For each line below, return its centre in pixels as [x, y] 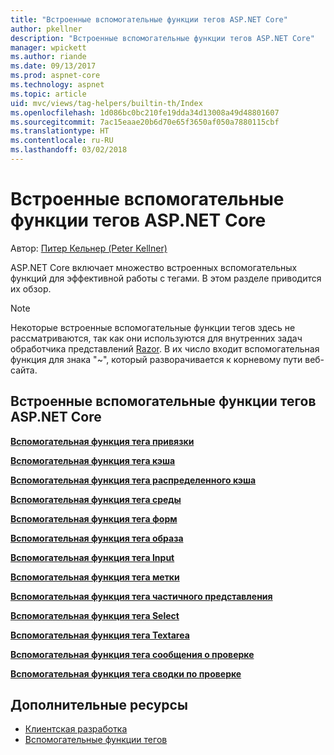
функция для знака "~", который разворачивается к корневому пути [156, 359]
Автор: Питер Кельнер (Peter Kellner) [89, 248]
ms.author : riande [48, 57]
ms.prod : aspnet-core [55, 76]
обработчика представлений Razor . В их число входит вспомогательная [165, 348]
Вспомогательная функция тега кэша [93, 460]
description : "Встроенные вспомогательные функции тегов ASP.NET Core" [162, 38]
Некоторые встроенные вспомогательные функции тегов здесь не [153, 327]
